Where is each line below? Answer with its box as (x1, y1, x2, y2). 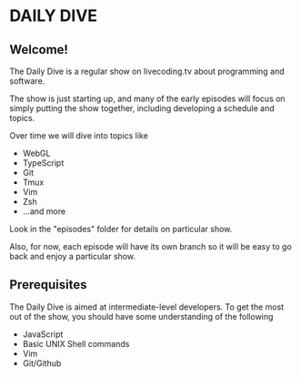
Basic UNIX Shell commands (22, 338, 130, 349)
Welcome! (9, 42, 68, 57)
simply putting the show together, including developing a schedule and (9, 103, 275, 114)
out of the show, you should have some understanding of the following (9, 311, 274, 321)
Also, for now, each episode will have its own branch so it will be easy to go (9, 241, 293, 251)
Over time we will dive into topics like (9, 130, 148, 141)
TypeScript (22, 158, 65, 168)
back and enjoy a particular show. (9, 251, 136, 261)
